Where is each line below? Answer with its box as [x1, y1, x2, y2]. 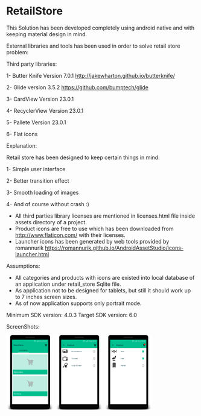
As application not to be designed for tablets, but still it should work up [14, 286, 191, 294]
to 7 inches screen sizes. [14, 293, 77, 300]
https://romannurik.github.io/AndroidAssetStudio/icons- [45, 244, 184, 251]
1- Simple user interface [6, 165, 66, 172]
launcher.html [14, 250, 49, 257]
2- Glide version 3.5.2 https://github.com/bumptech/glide [6, 83, 149, 91]
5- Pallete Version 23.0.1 [6, 119, 66, 126]
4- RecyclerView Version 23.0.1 [6, 107, 84, 114]
